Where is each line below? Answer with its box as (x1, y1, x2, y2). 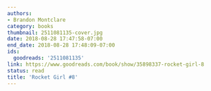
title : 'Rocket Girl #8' (7, 73, 78, 81)
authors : (7, 10, 32, 17)
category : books (7, 23, 54, 29)
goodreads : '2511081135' (13, 55, 85, 62)
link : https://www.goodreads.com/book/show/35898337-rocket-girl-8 (7, 61, 205, 68)
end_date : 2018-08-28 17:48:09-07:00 (7, 42, 115, 49)
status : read (7, 67, 45, 74)
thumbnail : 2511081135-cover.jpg (7, 29, 103, 36)
